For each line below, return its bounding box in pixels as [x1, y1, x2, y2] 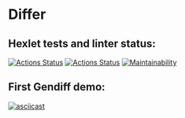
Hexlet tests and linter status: [8, 37, 156, 50]
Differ [8, 6, 46, 24]
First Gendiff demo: [8, 80, 105, 94]
